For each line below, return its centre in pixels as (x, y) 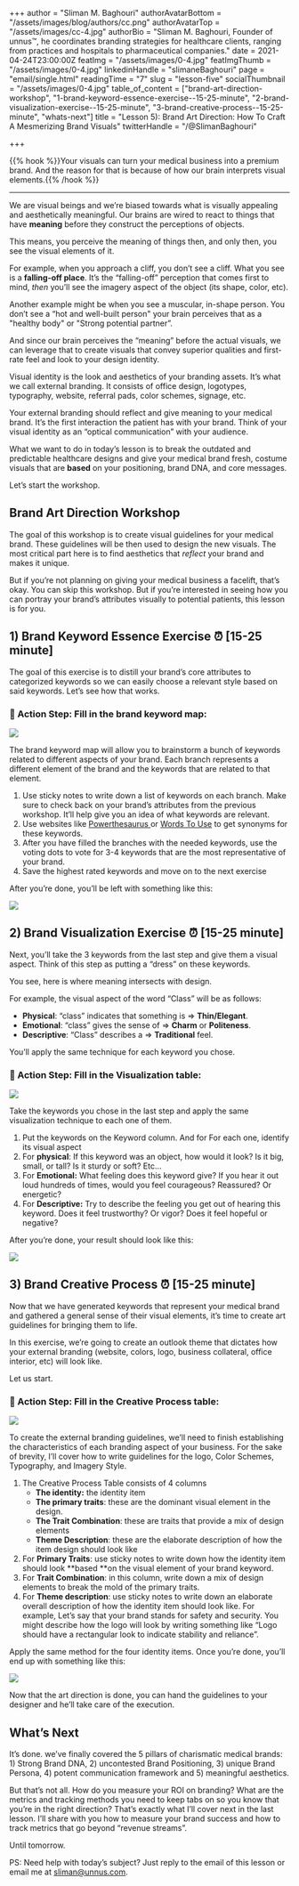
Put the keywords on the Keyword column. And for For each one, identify (155, 1137)
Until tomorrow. (37, 1845)
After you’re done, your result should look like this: (101, 1240)
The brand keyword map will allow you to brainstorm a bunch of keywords (145, 749)
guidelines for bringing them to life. (73, 1324)
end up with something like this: (68, 1661)
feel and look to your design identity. (93, 359)
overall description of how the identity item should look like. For (138, 1607)
